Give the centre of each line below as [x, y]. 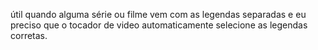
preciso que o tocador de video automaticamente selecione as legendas [159, 25]
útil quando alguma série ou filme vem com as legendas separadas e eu [158, 14]
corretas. [29, 35]
